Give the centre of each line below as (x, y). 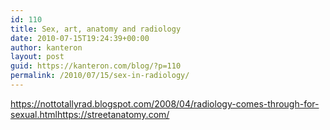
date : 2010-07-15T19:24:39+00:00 (80, 38)
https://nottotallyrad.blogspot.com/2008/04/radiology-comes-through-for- (165, 103)
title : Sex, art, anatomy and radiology (96, 29)
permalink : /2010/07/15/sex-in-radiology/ (100, 76)
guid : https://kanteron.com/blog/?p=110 (96, 66)
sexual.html (34, 114)
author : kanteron (46, 47)
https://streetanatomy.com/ (113, 114)
